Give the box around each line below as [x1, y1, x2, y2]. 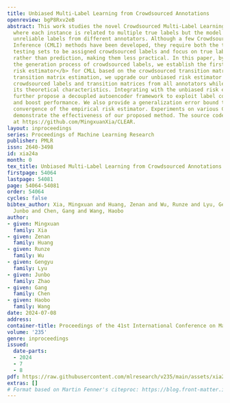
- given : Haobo [7, 297, 51, 304]
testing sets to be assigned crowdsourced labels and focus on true [13, 49, 213, 56]
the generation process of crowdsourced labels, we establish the [13, 61, 207, 68]
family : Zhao [13, 278, 51, 284]
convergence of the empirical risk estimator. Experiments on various [13, 106, 219, 112]
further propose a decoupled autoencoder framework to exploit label [13, 93, 216, 100]
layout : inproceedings [7, 125, 72, 132]
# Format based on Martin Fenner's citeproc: [7, 386, 139, 393]
